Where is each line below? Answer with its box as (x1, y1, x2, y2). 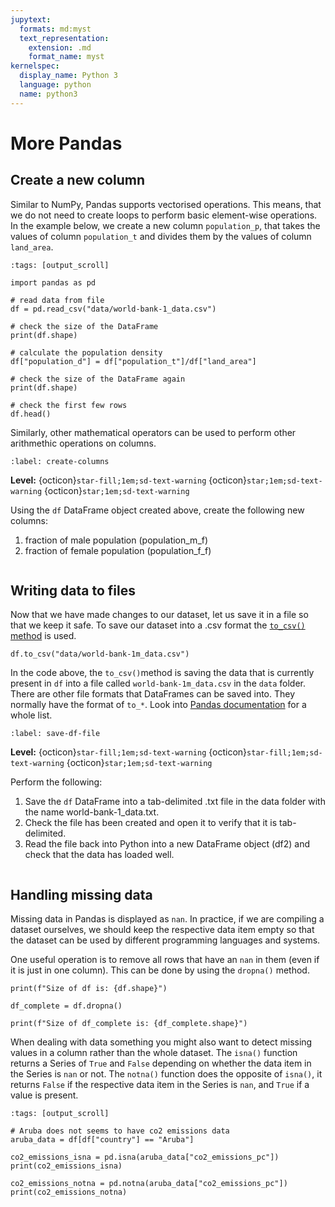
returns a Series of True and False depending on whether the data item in (10, 1057, 312, 1070)
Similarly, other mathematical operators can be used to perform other (10, 426, 297, 438)
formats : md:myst (19, 24, 92, 34)
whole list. (10, 709, 53, 721)
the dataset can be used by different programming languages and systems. (10, 934, 321, 946)
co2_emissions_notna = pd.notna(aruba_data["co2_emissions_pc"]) (10, 1179, 288, 1189)
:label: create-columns (10, 456, 110, 466)
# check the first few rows (10, 400, 128, 410)
